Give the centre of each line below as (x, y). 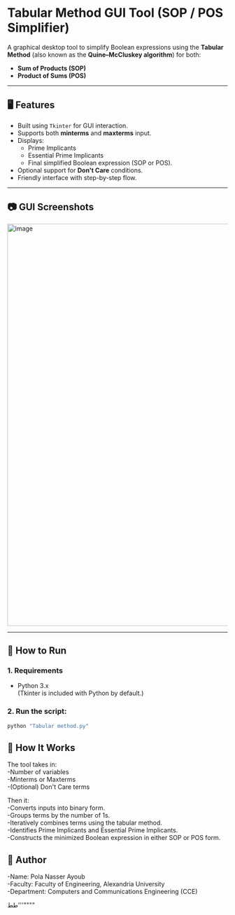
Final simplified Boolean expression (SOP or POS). (100, 163)
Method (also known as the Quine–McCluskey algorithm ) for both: (104, 55)
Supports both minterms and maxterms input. (84, 133)
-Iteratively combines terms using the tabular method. (85, 823)
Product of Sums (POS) (51, 76)
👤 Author (27, 860)
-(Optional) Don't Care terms (49, 787)
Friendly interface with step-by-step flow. (77, 177)
